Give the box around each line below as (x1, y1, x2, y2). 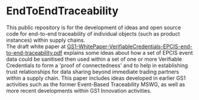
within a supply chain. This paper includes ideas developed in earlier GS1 (6, 74, 186, 82)
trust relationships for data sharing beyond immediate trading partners (6, 68, 179, 75)
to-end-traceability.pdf (6, 49, 63, 56)
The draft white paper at (6, 43, 66, 50)
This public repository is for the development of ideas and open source (6, 24, 181, 31)
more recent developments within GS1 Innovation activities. (6, 87, 152, 94)
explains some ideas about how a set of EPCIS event (63, 49, 193, 56)
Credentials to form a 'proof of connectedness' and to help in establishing (6, 61, 188, 69)
